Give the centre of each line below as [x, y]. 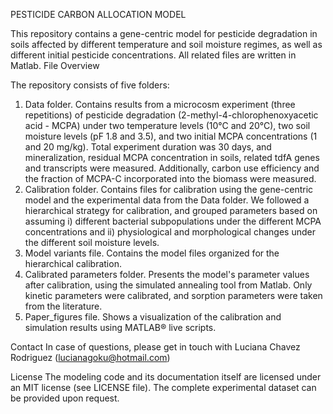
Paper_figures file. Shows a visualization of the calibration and [153, 317]
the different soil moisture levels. [92, 242]
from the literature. [63, 306]
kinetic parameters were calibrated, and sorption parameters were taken [173, 295]
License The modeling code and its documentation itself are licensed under [166, 377]
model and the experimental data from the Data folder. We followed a [167, 200]
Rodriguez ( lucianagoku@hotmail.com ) [90, 357]
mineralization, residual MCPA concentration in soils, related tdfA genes [172, 157]
